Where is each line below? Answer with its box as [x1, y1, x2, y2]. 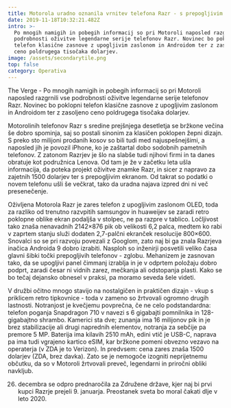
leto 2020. [17, 394, 47, 403]
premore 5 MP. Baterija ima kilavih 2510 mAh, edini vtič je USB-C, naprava [8, 330, 217, 338]
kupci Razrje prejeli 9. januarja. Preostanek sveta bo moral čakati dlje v [17, 387, 218, 395]
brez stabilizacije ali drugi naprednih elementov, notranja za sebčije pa [8, 323, 206, 331]
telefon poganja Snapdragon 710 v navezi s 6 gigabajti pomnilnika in [8, 308, 200, 316]
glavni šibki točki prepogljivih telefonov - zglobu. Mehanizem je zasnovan [8, 251, 215, 259]
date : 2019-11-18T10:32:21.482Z [8, 16, 100, 23]
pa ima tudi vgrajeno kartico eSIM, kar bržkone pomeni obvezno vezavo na [8, 337, 219, 346]
